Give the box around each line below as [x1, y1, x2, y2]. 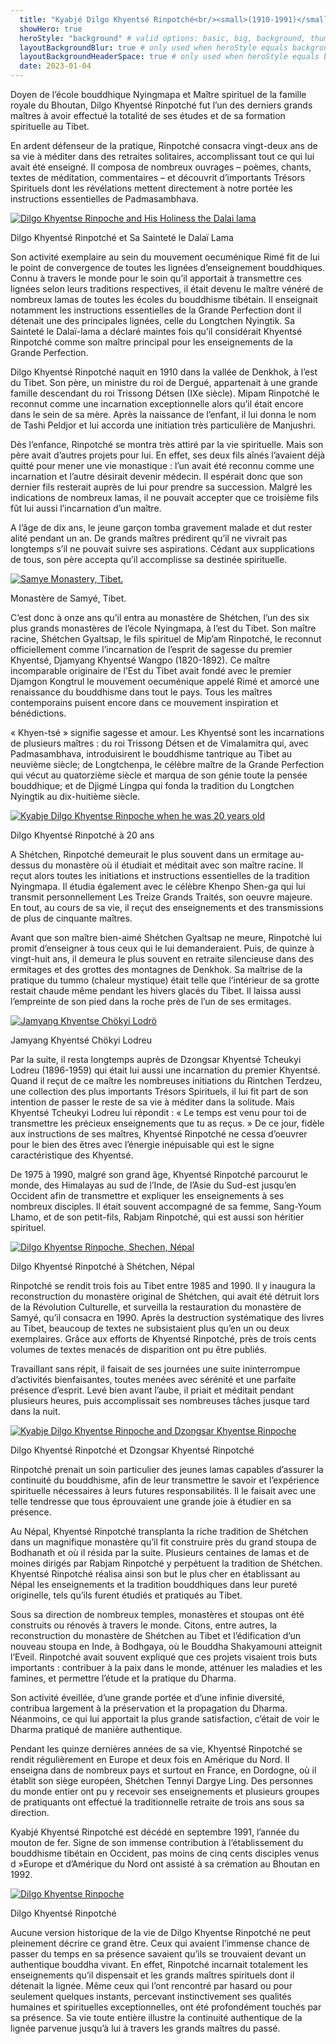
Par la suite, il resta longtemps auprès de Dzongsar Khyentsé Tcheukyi [10, 1054, 302, 1065]
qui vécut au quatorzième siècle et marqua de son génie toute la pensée [10, 769, 308, 781]
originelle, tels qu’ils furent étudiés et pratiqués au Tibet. [10, 1589, 243, 1601]
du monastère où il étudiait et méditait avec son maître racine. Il [42, 859, 304, 871]
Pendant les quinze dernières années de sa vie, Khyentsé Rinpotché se [10, 1743, 303, 1755]
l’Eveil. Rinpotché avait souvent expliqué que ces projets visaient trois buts [10, 1651, 318, 1663]
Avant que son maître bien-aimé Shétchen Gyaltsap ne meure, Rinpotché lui [10, 932, 322, 943]
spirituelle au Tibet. [10, 121, 90, 132]
